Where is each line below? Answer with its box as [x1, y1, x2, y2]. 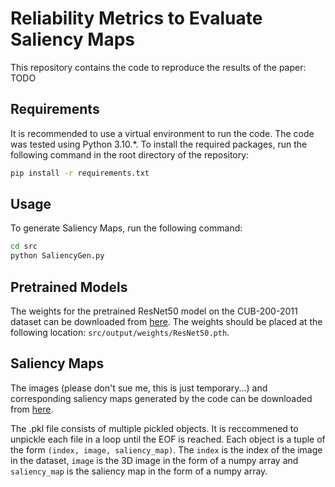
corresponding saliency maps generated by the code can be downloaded [10, 392, 313, 404]
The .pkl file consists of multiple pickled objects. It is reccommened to [10, 422, 299, 434]
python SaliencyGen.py [10, 251, 105, 261]
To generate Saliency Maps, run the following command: [10, 222, 243, 234]
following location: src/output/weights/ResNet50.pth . [10, 327, 230, 338]
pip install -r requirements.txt [10, 168, 150, 178]
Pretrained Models [10, 278, 128, 296]
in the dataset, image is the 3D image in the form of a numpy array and [10, 454, 299, 466]
